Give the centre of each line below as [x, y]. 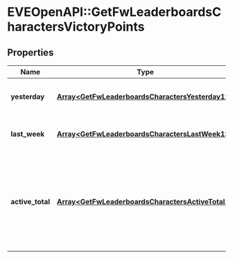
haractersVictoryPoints [76, 27]
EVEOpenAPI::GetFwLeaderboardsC [114, 12]
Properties [31, 52]
